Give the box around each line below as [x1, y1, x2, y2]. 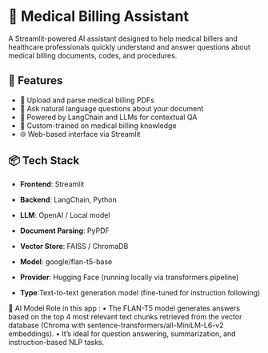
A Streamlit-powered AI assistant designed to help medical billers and [8, 34, 238, 43]
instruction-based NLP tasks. [8, 337, 105, 347]
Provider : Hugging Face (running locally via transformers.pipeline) [19, 272, 239, 282]
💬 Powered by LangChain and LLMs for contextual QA [19, 112, 198, 122]
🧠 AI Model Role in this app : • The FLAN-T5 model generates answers [8, 303, 241, 313]
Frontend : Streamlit [19, 179, 85, 189]
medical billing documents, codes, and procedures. [8, 50, 178, 60]
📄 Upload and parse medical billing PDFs [19, 95, 154, 105]
